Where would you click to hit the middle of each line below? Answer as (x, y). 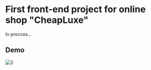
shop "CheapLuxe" (47, 20)
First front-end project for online (75, 9)
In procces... (18, 34)
